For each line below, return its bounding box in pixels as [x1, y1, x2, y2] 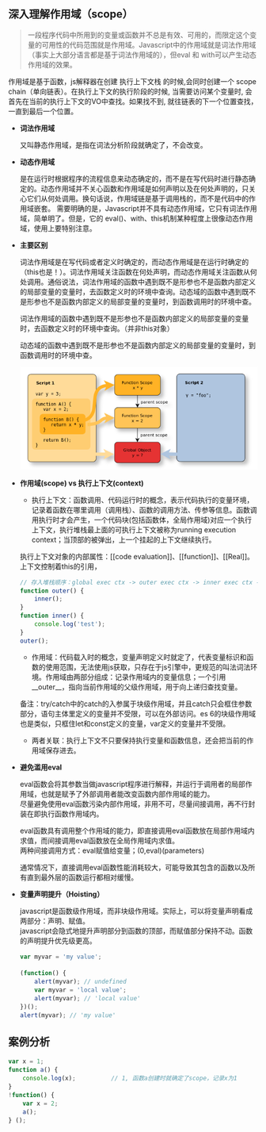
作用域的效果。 [27, 59, 77, 69]
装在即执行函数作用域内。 [19, 808, 104, 819]
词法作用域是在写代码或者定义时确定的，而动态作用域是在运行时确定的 [19, 257, 249, 267]
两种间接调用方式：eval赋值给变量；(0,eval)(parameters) [19, 846, 205, 855]
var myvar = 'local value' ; [34, 986, 127, 994]
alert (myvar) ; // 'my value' [19, 1011, 116, 1019]
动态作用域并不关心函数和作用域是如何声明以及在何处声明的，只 [40, 183, 249, 193]
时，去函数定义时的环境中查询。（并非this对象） [19, 324, 174, 333]
